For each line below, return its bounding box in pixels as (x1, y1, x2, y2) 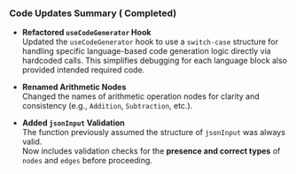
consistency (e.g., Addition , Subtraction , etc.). (21, 101, 193, 111)
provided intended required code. (21, 64, 145, 75)
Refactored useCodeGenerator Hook (21, 27, 152, 38)
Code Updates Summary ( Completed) (9, 7, 177, 19)
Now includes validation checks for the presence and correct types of (21, 146, 281, 156)
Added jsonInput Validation (21, 117, 126, 128)
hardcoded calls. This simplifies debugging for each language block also (21, 56, 288, 66)
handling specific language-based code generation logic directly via (21, 46, 272, 57)
